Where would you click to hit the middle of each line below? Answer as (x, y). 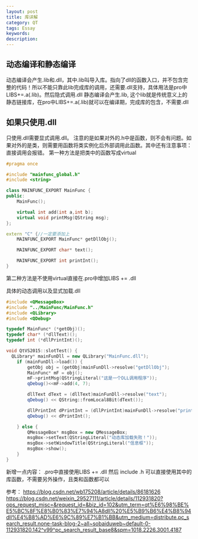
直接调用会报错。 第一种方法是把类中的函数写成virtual (71, 152)
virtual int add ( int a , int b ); (55, 212)
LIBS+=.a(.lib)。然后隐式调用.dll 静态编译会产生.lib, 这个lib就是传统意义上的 (97, 95)
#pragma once (22, 164)
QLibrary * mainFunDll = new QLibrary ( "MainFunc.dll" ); (80, 356)
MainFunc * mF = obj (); (55, 373)
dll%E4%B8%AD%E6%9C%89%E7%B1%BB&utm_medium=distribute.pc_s (98, 517)
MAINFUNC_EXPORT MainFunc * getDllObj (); (67, 239)
